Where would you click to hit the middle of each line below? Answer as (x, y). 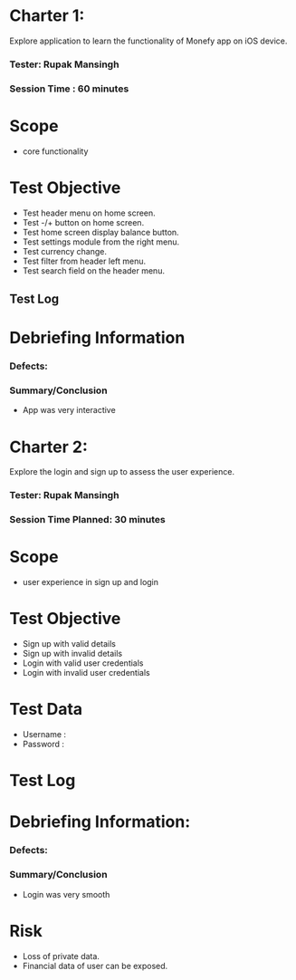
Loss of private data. (61, 956)
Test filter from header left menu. (84, 261)
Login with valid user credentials (83, 663)
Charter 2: (49, 447)
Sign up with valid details (69, 644)
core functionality (55, 151)
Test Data (46, 710)
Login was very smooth (66, 894)
